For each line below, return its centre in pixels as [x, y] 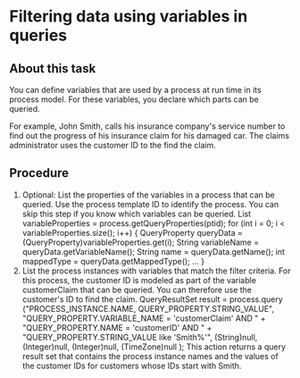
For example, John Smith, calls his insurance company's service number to [147, 126]
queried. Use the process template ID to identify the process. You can [150, 204]
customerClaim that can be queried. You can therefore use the [137, 290]
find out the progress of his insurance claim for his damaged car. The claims [150, 135]
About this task [53, 68]
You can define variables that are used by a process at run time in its [135, 90]
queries [38, 35]
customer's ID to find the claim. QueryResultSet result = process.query [152, 299]
